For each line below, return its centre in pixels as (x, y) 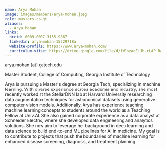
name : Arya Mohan (23, 10)
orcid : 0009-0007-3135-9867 (39, 37)
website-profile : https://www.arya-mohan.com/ (58, 46)
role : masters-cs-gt (26, 19)
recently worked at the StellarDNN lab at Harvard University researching (79, 94)
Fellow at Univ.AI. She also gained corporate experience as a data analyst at (83, 115)
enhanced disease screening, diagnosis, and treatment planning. (71, 141)
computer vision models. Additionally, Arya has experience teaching (74, 105)
